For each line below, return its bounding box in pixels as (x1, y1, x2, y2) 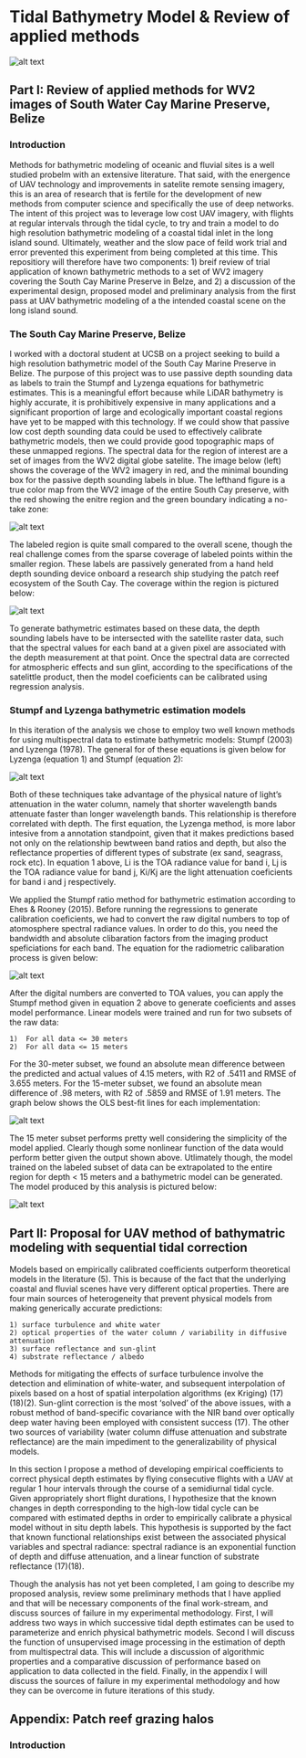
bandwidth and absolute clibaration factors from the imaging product (9, 933, 269, 944)
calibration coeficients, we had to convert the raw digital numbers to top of (9, 913, 290, 924)
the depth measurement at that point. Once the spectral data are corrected (9, 651, 290, 663)
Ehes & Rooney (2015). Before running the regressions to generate (9, 904, 258, 915)
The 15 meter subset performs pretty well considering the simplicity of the (9, 1132, 288, 1143)
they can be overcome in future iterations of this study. (9, 1685, 216, 1696)
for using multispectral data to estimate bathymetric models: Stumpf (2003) (9, 734, 293, 745)
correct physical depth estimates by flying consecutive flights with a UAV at (9, 1473, 293, 1485)
